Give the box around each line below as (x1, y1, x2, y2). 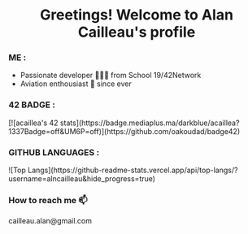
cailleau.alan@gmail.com (8, 216, 92, 226)
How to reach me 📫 (8, 195, 88, 206)
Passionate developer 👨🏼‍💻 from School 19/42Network (20, 71, 202, 80)
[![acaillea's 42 (8, 118, 59, 128)
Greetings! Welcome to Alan (39, 6, 234, 24)
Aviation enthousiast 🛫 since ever (20, 79, 132, 89)
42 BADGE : (8, 99, 55, 110)
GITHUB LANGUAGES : (8, 146, 100, 158)
